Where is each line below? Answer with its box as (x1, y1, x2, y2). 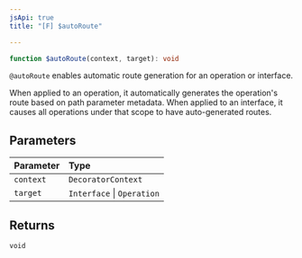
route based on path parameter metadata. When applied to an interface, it (9, 97, 284, 108)
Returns (9, 218, 56, 233)
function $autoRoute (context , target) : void (9, 54, 179, 63)
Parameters (9, 132, 77, 148)
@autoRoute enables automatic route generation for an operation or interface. (9, 70, 294, 81)
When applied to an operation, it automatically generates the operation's (9, 87, 278, 99)
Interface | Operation (68, 187, 160, 200)
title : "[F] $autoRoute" (9, 22, 103, 31)
